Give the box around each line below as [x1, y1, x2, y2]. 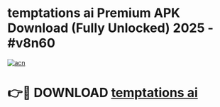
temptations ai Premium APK [7, 5, 181, 21]
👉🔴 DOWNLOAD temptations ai [7, 85, 198, 101]
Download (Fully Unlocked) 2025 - [7, 20, 214, 36]
